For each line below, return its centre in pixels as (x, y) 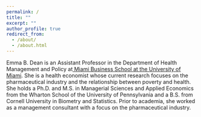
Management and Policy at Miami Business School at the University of (94, 69)
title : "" (19, 17)
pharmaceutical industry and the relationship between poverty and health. (99, 81)
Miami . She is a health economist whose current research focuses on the (97, 75)
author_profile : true (34, 29)
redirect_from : (25, 34)
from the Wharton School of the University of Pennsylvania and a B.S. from (100, 95)
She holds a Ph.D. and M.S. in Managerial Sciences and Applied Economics (100, 88)
